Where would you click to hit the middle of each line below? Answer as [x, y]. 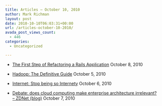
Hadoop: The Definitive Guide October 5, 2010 [59, 74]
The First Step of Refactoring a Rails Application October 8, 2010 [78, 64]
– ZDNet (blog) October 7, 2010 [43, 98]
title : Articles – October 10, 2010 [42, 10]
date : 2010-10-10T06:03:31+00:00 [39, 23]
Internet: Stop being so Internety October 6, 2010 [62, 83]
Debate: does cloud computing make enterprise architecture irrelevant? [84, 93]
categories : [17, 42]
